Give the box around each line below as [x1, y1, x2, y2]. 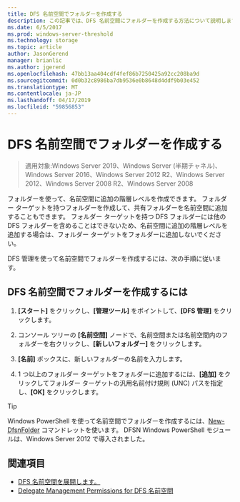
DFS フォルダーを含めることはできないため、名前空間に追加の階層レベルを [7, 221, 229, 229]
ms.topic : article [7, 44, 62, 51]
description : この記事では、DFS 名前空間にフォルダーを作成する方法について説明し [7, 17, 226, 24]
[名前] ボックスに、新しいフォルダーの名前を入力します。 [17, 354, 187, 363]
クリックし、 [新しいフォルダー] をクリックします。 [55, 339, 206, 348]
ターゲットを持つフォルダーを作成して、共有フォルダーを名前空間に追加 [15, 203, 228, 211]
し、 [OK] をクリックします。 [17, 387, 102, 396]
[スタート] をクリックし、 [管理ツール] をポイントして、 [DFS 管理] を [17, 306, 220, 315]
